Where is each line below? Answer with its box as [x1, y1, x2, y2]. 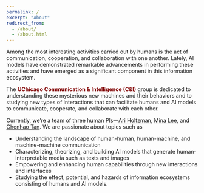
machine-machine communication [15, 141, 101, 149]
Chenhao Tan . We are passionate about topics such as [6, 123, 143, 130]
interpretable [15, 154, 47, 161]
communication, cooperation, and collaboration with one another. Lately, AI [6, 55, 194, 62]
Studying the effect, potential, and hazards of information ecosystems [15, 174, 190, 181]
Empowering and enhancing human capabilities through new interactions [15, 161, 198, 168]
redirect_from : [6, 20, 45, 26]
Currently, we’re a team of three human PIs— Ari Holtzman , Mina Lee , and [6, 117, 190, 124]
